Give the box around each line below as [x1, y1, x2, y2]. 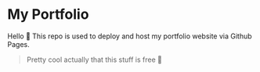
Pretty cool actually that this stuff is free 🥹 [26, 55, 162, 64]
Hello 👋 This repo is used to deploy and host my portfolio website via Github [7, 31, 252, 41]
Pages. [7, 39, 30, 49]
